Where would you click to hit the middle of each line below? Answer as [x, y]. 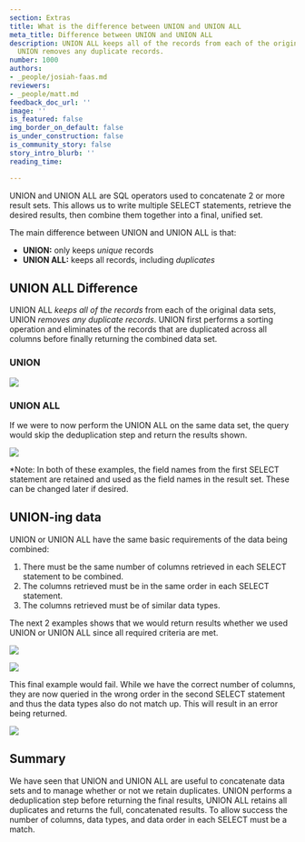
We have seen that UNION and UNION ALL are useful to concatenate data [148, 781]
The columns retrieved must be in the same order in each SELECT [146, 586]
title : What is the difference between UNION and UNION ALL [126, 26]
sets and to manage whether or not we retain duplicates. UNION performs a [151, 790]
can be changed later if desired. [69, 488]
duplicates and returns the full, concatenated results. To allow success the [148, 809]
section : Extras [40, 18]
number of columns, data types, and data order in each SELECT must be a [148, 819]
